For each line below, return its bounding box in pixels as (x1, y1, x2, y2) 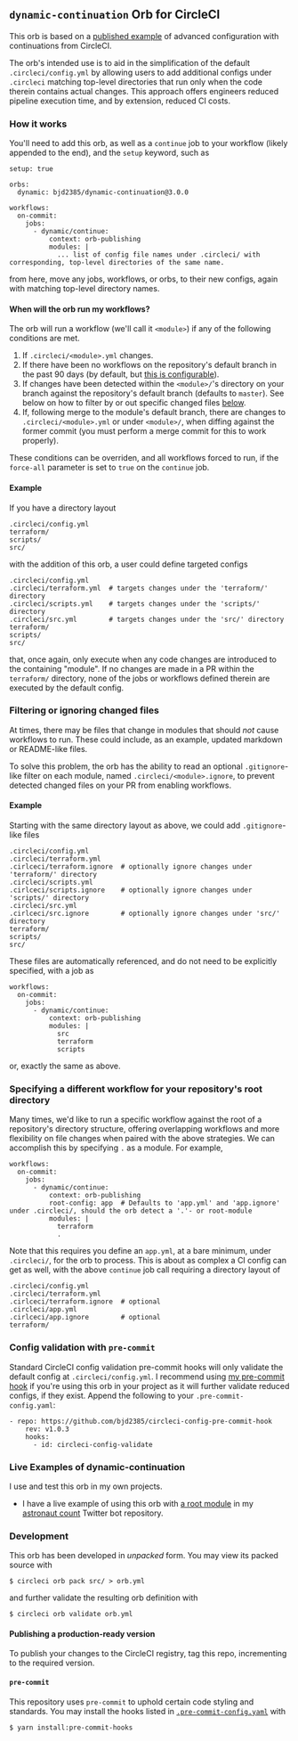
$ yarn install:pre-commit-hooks (9, 1723, 133, 1732)
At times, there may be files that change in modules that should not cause (9, 724, 279, 735)
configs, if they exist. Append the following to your (9, 1390, 194, 1401)
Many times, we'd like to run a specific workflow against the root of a (9, 1114, 262, 1125)
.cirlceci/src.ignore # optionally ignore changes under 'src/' (9, 909, 280, 919)
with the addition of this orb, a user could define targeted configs (9, 559, 248, 569)
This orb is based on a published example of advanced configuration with (9, 30, 279, 41)
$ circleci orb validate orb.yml (9, 1610, 133, 1619)
